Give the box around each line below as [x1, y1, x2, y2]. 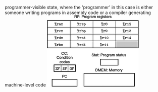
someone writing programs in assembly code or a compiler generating [5, 10, 151, 16]
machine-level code [5, 82, 46, 87]
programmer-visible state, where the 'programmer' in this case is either [5, 5, 153, 10]
